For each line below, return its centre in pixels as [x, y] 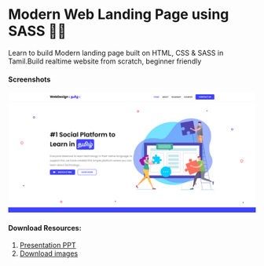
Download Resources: [45, 228]
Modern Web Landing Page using [119, 15]
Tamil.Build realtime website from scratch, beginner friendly [105, 61]
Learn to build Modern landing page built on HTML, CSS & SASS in [116, 53]
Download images [49, 253]
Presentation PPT [48, 246]
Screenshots [29, 79]
